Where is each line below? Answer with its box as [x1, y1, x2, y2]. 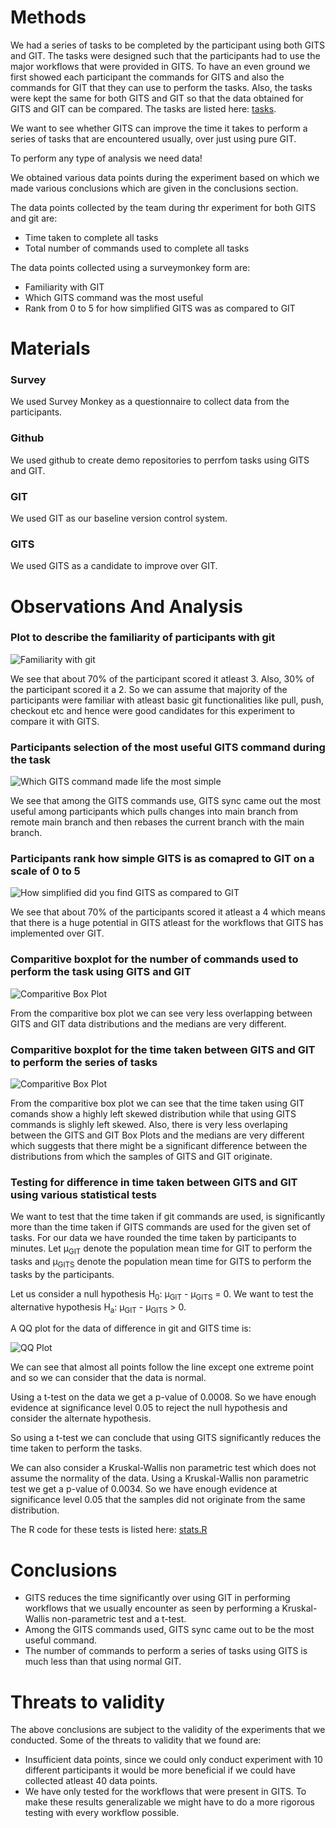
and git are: [10, 212, 58, 224]
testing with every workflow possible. [24, 1807, 180, 1819]
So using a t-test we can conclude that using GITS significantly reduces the [10, 1432, 322, 1444]
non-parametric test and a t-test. [51, 1613, 187, 1625]
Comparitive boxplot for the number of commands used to [10, 952, 299, 966]
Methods [10, 6, 87, 29]
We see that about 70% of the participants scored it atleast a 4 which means [10, 906, 326, 918]
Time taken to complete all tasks [24, 231, 159, 243]
